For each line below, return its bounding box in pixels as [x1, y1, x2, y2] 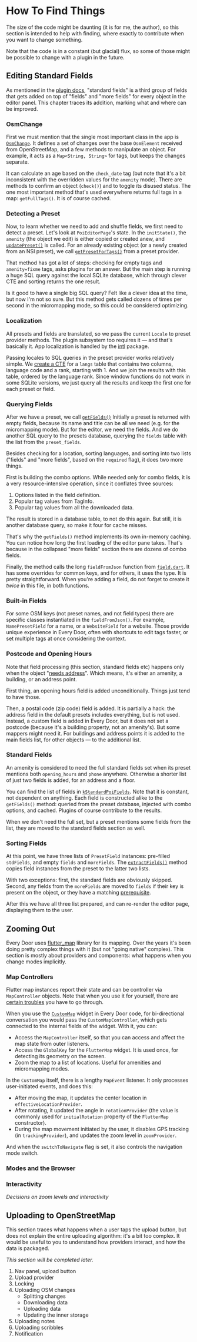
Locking [14, 1280, 35, 1287]
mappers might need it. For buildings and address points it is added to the [6, 730, 185, 737]
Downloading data [23, 1299, 68, 1306]
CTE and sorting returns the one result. [6, 278, 101, 285]
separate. [6, 158, 29, 165]
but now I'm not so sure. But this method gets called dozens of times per [6, 296, 182, 303]
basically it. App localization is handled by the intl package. [6, 343, 149, 350]
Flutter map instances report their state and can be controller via [6, 986, 162, 993]
